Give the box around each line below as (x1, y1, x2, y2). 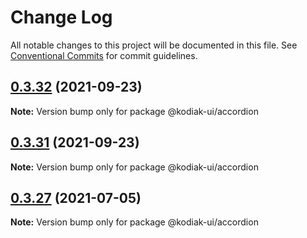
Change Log (10, 6, 113, 29)
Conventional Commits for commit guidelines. (10, 49, 198, 61)
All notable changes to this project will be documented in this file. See (10, 39, 298, 51)
